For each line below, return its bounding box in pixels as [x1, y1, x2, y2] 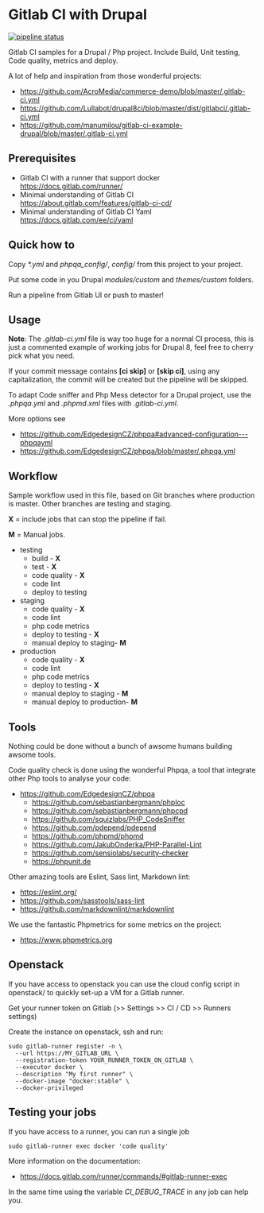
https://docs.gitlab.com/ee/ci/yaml [19, 215, 134, 224]
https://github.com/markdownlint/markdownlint [19, 905, 175, 913]
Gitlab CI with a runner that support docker [19, 172, 161, 182]
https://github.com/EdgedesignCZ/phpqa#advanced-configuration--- [19, 429, 249, 439]
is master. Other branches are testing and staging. [8, 499, 173, 509]
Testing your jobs [8, 1106, 97, 1119]
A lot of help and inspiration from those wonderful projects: [8, 71, 202, 80]
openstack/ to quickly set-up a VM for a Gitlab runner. [8, 987, 185, 997]
